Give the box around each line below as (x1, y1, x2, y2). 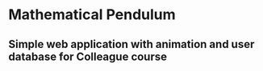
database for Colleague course (8, 49, 168, 63)
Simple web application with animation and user (8, 37, 255, 51)
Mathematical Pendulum (8, 6, 176, 24)
